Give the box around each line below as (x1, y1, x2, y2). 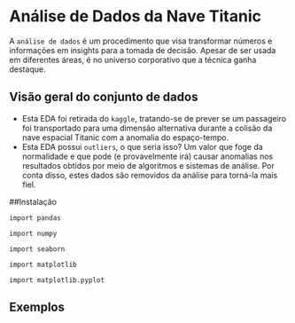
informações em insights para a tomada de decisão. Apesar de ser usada (9, 44, 276, 55)
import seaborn (9, 244, 66, 254)
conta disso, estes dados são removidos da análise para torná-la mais (21, 169, 278, 180)
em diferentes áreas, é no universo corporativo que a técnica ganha (9, 54, 257, 65)
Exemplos (9, 300, 65, 315)
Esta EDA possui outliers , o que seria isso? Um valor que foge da (21, 141, 263, 152)
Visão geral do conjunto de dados (9, 90, 198, 105)
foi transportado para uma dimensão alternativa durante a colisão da (21, 122, 273, 133)
